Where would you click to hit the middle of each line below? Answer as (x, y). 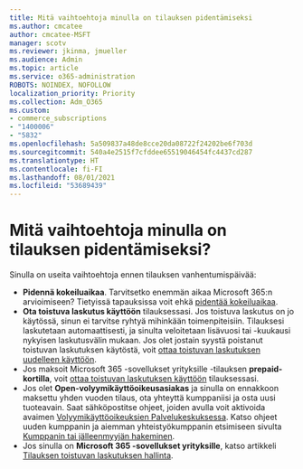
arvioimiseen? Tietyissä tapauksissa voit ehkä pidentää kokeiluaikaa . (150, 302)
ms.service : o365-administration (72, 77)
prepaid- (265, 369)
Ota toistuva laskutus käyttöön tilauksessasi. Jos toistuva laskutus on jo (158, 312)
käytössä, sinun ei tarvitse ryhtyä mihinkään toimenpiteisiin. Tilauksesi (153, 321)
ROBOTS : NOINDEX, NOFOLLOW (60, 85)
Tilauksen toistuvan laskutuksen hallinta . (98, 455)
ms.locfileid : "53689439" (58, 186)
